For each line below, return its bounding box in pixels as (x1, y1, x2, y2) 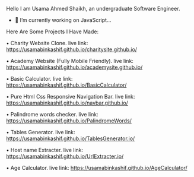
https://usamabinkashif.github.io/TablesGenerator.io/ (6, 135, 135, 142)
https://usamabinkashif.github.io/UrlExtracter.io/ (6, 153, 124, 160)
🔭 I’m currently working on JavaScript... (14, 17, 112, 23)
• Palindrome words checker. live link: (6, 111, 99, 118)
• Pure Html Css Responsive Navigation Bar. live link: (6, 93, 135, 100)
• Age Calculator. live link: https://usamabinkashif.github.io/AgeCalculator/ (6, 165, 188, 171)
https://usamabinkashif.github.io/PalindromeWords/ (6, 117, 132, 124)
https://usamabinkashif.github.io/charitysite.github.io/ (6, 46, 138, 53)
